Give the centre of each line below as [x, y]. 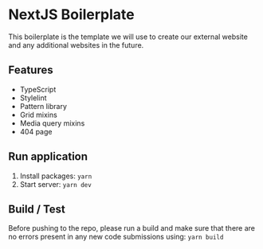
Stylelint [33, 98]
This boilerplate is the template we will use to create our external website [128, 37]
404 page [36, 131]
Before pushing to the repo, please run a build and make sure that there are [132, 228]
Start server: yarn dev [55, 184]
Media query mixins [52, 123]
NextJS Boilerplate [71, 15]
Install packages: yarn [56, 176]
